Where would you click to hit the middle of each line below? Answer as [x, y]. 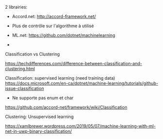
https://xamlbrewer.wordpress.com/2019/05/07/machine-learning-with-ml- [80, 126]
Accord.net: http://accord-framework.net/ [54, 16]
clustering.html [20, 69]
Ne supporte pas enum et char [43, 98]
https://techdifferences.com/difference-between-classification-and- [74, 63]
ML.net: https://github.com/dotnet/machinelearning [63, 35]
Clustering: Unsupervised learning [39, 117]
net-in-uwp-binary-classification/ [38, 131]
